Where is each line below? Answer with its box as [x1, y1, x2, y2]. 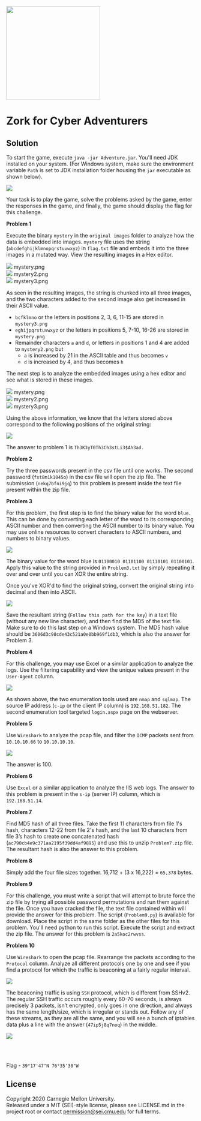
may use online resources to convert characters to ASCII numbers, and [6, 528, 182, 536]
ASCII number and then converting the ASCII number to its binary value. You [6, 522, 195, 529]
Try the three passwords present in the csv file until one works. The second [6, 467, 193, 474]
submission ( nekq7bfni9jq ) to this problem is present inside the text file [6, 480, 182, 486]
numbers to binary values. [6, 535, 71, 542]
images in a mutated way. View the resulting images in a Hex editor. [6, 251, 173, 258]
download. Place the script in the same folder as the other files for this [6, 918, 180, 924]
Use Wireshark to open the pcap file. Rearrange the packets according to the [6, 954, 196, 960]
